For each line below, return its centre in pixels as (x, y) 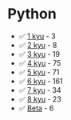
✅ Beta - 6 (36, 108)
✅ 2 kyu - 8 (38, 45)
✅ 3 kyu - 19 (39, 54)
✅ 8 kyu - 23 (40, 99)
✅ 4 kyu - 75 (40, 63)
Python (32, 14)
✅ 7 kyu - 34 (40, 90)
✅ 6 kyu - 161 (41, 81)
